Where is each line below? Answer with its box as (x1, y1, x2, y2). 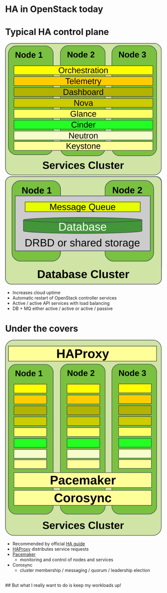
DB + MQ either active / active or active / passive (12, 305, 113, 311)
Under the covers (5, 323, 79, 334)
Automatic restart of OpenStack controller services (12, 295, 117, 300)
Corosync (12, 562, 33, 568)
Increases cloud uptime (12, 290, 61, 296)
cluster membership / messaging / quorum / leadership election (19, 568, 150, 574)
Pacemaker (12, 552, 36, 558)
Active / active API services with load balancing (12, 300, 110, 306)
